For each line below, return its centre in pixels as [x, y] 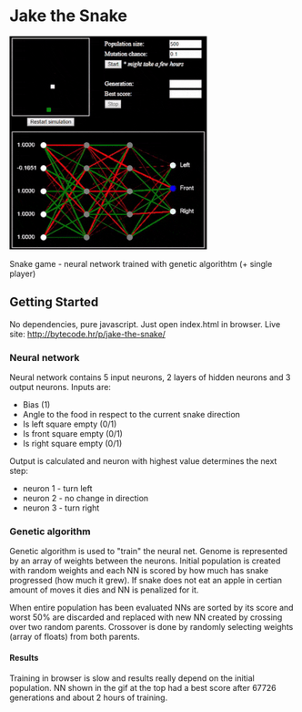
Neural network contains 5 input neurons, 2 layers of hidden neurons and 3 [150, 377]
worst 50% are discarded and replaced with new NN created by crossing [146, 617]
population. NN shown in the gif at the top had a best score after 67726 [143, 687]
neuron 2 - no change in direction [86, 499]
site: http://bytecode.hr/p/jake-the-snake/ [88, 334]
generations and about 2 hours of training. [89, 697]
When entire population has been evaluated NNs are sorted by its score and [151, 608]
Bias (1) [36, 405]
